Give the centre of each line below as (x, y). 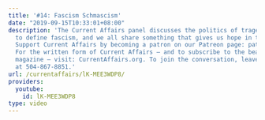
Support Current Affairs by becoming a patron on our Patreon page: (130, 45)
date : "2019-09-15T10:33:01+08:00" (67, 23)
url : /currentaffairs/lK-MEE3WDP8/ (67, 74)
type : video (28, 103)
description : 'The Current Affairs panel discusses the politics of (123, 30)
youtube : (30, 89)
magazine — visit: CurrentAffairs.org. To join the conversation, (127, 60)
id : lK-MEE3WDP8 (49, 96)
